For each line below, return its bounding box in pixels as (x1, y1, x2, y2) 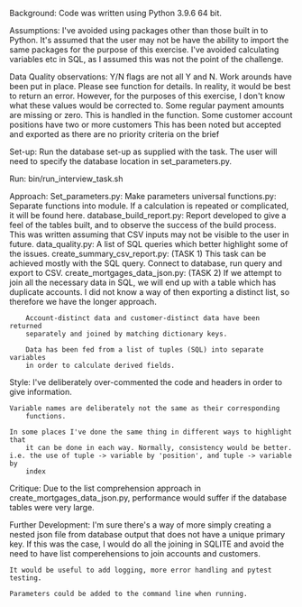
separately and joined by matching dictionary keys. (25, 329, 228, 338)
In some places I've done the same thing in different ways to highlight (9, 428, 293, 437)
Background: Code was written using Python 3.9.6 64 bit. (9, 8, 223, 18)
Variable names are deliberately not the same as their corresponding (9, 404, 280, 413)
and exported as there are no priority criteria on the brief (9, 129, 220, 139)
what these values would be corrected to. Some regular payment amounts (9, 100, 285, 111)
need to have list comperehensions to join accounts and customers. (9, 548, 261, 558)
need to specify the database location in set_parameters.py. (9, 156, 233, 166)
